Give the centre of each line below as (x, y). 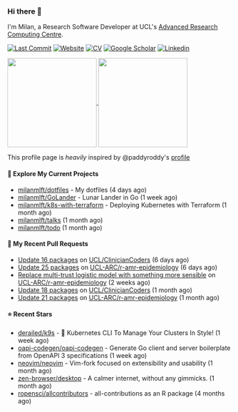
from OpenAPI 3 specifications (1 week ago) (82, 355)
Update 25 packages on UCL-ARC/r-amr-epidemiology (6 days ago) (118, 267)
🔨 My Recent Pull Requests (48, 244)
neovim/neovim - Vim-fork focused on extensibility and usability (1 (115, 363)
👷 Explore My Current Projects (53, 173)
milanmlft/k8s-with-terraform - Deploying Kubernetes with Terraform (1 (122, 205)
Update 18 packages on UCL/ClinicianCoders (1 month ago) (105, 290)
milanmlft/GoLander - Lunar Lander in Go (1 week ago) (98, 197)
